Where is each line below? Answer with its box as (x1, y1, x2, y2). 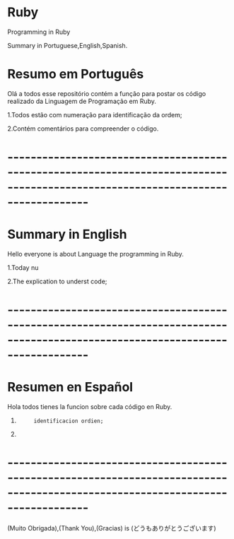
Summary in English (7, 227, 127, 242)
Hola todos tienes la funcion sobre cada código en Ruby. (7, 403, 172, 411)
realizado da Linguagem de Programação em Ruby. (7, 97, 157, 105)
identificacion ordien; (33, 417, 104, 425)
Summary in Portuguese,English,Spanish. (7, 41, 128, 49)
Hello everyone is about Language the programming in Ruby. (7, 250, 184, 258)
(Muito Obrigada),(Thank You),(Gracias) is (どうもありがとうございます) (7, 524, 217, 533)
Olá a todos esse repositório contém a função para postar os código (7, 89, 206, 97)
